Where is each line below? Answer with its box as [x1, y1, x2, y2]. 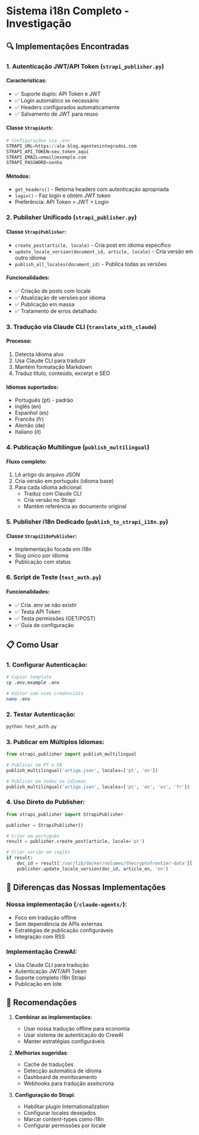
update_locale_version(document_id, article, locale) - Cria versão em [14, 247, 194, 255]
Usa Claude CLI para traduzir [14, 356, 86, 364]
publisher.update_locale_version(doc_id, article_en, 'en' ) [17, 866, 169, 872]
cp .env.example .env [6, 680, 60, 686]
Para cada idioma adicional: [14, 484, 83, 491]
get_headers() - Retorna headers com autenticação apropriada [14, 186, 169, 193]
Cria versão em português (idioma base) [14, 477, 114, 485]
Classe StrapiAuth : [6, 124, 53, 132]
